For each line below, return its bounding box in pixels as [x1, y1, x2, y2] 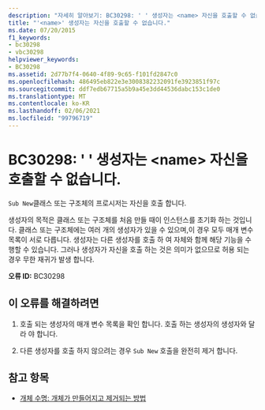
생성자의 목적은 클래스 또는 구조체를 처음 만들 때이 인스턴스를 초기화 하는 [8, 215, 231, 224]
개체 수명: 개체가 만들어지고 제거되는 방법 [19, 393, 147, 403]
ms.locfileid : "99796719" [8, 115, 93, 122]
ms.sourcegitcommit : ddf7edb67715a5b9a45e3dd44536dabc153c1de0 [8, 85, 221, 93]
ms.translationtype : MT [8, 92, 87, 100]
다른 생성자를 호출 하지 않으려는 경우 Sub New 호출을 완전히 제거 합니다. [19, 345, 238, 355]
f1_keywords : [8, 33, 51, 42]
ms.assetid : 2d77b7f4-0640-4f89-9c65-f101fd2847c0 [8, 70, 178, 78]
